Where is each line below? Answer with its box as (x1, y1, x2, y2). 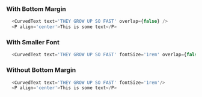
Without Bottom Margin (6, 66, 76, 74)
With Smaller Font (6, 38, 60, 46)
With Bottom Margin (6, 5, 66, 13)
